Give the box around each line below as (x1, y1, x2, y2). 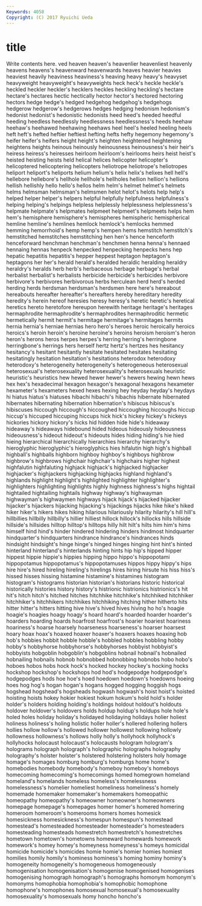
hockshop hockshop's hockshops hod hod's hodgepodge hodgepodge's (6, 668, 188, 676)
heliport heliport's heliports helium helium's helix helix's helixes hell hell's (6, 169, 188, 177)
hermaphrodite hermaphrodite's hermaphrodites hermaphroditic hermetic (6, 310, 189, 317)
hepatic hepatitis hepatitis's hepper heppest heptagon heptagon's (6, 253, 171, 260)
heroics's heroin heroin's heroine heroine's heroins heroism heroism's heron (6, 329, 196, 336)
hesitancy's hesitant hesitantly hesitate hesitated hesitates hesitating (6, 348, 177, 356)
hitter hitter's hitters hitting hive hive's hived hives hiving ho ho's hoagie (6, 605, 185, 612)
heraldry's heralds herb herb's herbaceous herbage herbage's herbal (6, 265, 179, 272)
